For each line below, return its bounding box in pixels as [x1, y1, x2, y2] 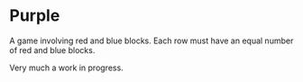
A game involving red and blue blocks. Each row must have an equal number [9, 35, 294, 46]
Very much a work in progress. [9, 62, 124, 73]
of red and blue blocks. [9, 44, 96, 55]
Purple [9, 5, 60, 26]
